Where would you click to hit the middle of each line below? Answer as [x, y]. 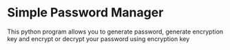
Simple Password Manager [85, 13]
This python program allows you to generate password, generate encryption [115, 32]
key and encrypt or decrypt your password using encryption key [98, 38]
